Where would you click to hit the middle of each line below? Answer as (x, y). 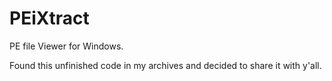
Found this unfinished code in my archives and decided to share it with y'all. (165, 65)
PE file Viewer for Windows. (66, 46)
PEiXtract (49, 18)
